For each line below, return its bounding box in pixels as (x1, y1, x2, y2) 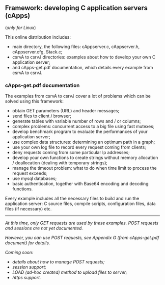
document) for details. (5, 240, 50, 246)
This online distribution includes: (5, 34, 71, 40)
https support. (12, 275, 41, 281)
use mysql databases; (12, 176, 57, 181)
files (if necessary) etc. (5, 206, 52, 212)
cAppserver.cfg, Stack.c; (12, 49, 63, 54)
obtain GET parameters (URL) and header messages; (12, 108, 119, 114)
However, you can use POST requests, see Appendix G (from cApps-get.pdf (5, 235, 160, 241)
